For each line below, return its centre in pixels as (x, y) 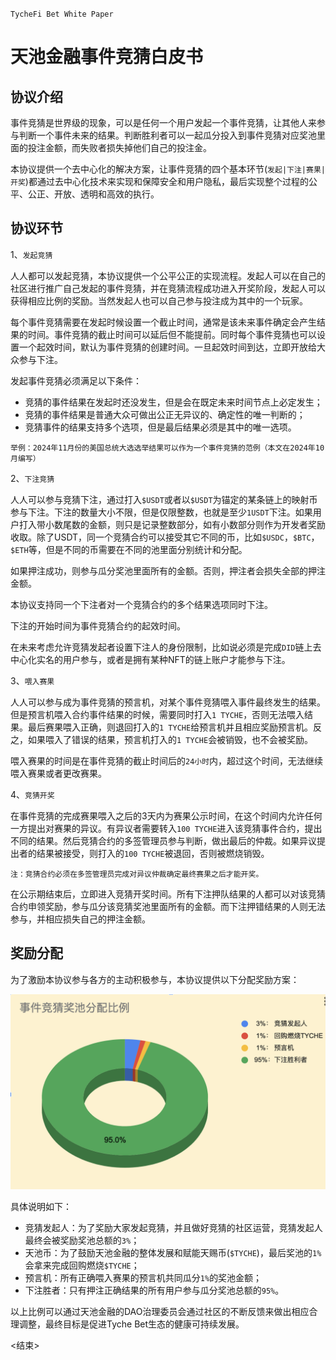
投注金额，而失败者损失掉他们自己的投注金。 (119, 147)
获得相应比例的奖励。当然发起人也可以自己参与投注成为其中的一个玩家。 (159, 300)
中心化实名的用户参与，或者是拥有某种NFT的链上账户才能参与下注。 (150, 659)
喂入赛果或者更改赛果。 (58, 773)
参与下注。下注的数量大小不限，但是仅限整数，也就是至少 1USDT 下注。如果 (161, 512)
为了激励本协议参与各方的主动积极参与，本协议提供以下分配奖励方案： (155, 979)
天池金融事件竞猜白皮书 (107, 57)
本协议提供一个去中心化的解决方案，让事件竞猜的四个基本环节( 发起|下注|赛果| (168, 169)
